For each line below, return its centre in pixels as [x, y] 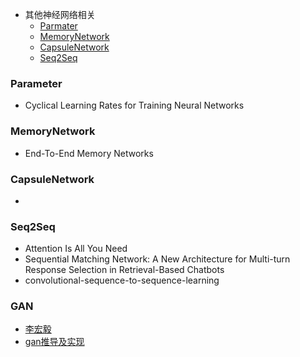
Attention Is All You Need [76, 249]
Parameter [36, 83]
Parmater [58, 26]
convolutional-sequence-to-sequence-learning [122, 280]
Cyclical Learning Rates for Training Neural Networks [134, 105]
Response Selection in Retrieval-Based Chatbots [124, 270]
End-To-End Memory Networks [89, 153]
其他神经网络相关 [60, 14]
